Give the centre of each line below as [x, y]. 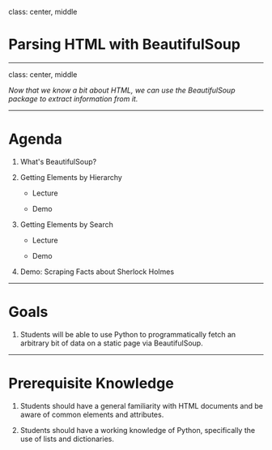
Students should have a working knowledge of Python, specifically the [138, 430]
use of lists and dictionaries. [67, 439]
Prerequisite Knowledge [91, 384]
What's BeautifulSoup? [58, 161]
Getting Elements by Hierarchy [71, 177]
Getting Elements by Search [66, 224]
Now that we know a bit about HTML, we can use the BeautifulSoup [122, 90]
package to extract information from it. [73, 99]
